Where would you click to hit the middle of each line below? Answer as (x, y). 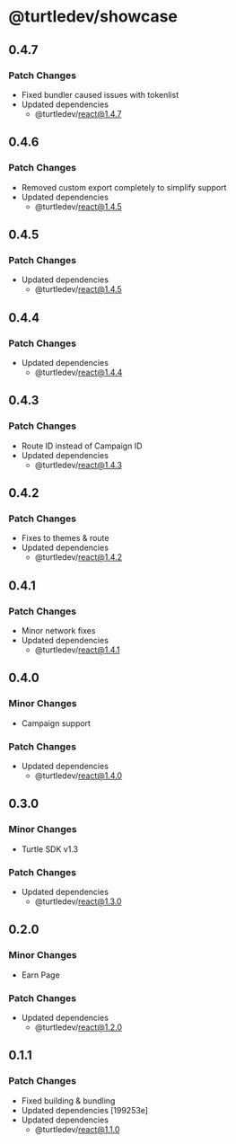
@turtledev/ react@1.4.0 (79, 776)
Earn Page (40, 975)
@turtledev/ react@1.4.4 (79, 372)
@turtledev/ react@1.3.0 (78, 901)
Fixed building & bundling (68, 1100)
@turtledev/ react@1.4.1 (77, 650)
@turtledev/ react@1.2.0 (79, 1027)
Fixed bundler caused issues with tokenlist (100, 94)
